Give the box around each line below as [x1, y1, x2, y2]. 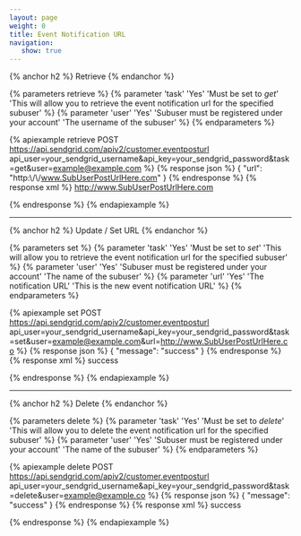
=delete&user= [9, 490, 64, 501]
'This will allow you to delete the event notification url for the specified [9, 425, 269, 436]
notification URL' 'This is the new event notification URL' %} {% [9, 281, 243, 291]
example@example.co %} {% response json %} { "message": [64, 490, 291, 501]
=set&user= [9, 336, 53, 347]
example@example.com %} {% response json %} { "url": [52, 163, 262, 174]
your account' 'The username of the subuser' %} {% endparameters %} [9, 117, 275, 128]
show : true [21, 47, 63, 56]
